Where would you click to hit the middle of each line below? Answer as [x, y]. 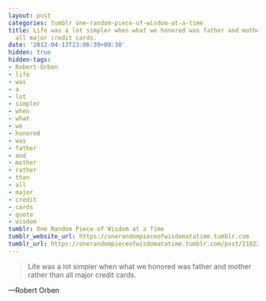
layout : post [30, 15]
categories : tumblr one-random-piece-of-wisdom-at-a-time [106, 23]
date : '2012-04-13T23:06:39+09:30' [67, 45]
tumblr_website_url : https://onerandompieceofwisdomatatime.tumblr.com [129, 237]
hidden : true [30, 52]
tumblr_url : [28, 244]
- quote [21, 215]
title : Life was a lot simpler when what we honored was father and [123, 30]
